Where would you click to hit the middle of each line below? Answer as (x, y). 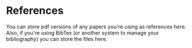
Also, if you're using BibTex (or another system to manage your (82, 32)
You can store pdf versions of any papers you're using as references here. (96, 27)
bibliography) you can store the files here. (57, 39)
